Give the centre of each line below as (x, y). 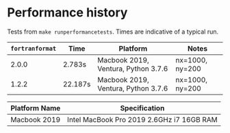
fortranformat (34, 48)
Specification (142, 108)
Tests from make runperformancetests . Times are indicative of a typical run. (113, 32)
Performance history (67, 13)
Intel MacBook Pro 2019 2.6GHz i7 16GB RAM (142, 119)
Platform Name (36, 108)
